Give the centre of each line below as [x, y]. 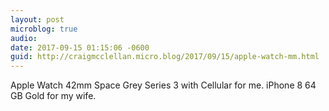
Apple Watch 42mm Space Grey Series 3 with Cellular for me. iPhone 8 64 [163, 85]
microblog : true [44, 29]
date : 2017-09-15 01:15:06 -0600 [80, 47]
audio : [24, 38]
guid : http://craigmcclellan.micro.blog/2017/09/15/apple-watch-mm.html [165, 57]
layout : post [37, 19]
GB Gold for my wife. [53, 96]
